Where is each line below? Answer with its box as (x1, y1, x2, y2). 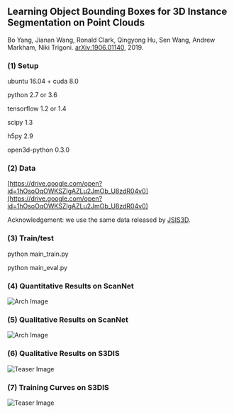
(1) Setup (7, 60, 39, 70)
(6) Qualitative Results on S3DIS (7, 349, 120, 359)
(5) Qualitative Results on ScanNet (7, 315, 129, 325)
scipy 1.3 (7, 118, 33, 127)
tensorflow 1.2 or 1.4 (7, 104, 67, 113)
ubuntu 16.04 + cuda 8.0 (7, 77, 79, 86)
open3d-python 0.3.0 (7, 145, 69, 155)
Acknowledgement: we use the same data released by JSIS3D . (7, 216, 191, 224)
